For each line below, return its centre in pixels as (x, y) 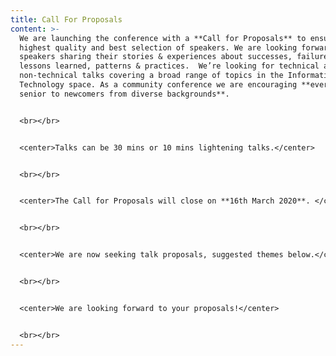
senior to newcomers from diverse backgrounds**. (124, 94)
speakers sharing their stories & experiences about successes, (156, 57)
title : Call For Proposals (66, 19)
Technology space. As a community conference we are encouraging (158, 85)
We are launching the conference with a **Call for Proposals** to (163, 38)
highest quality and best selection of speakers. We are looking (158, 47)
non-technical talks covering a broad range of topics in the (151, 76)
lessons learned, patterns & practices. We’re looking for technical (169, 66)
